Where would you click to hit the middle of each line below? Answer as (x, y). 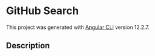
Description (28, 46)
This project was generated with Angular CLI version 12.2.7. (78, 27)
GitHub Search (43, 11)
